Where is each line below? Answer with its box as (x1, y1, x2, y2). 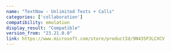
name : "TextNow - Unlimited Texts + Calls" (6, 8, 115, 15)
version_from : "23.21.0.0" (6, 30, 73, 36)
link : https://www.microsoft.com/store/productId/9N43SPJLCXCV (6, 36, 165, 42)
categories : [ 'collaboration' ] (6, 14, 83, 20)
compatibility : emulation (6, 19, 70, 25)
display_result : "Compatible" (6, 25, 81, 31)
